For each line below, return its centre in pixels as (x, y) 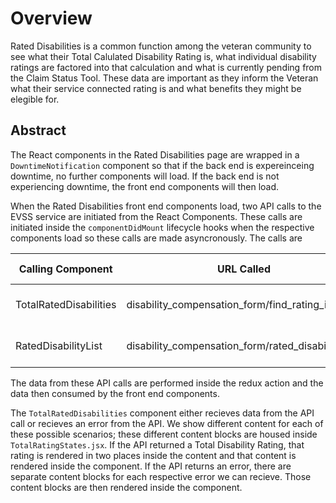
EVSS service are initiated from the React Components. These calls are (156, 216)
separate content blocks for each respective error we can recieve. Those (161, 476)
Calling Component (65, 269)
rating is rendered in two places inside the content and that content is (153, 455)
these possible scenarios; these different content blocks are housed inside (164, 434)
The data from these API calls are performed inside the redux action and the (167, 383)
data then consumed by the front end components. (115, 393)
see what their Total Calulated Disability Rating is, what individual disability (163, 56)
